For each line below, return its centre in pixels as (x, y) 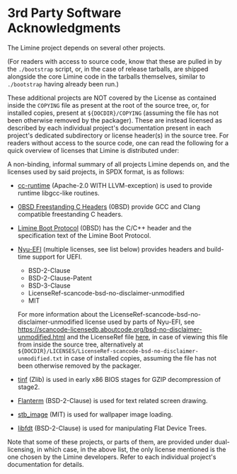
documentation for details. (46, 464)
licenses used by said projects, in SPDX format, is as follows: (96, 171)
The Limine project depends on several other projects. (86, 47)
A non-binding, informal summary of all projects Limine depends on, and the (118, 164)
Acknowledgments (64, 28)
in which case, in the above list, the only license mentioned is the (131, 449)
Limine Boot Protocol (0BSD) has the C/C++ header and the (105, 227)
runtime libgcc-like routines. (59, 193)
